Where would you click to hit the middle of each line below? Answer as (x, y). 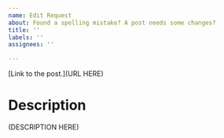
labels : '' (26, 37)
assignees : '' (31, 45)
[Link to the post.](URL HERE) (56, 74)
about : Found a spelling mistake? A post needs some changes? (112, 23)
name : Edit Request (40, 15)
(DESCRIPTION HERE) (44, 127)
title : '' (24, 30)
